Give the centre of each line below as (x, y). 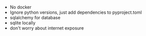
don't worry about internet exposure (47, 28)
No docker (21, 7)
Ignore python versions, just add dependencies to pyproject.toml (76, 12)
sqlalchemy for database (35, 18)
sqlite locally (23, 23)
